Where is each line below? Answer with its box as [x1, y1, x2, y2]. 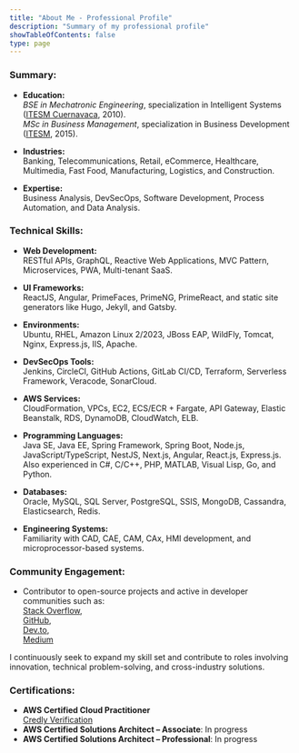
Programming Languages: [22, 429, 124, 441]
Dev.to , [22, 625, 50, 636]
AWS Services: [22, 393, 81, 404]
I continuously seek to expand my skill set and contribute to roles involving [9, 652, 289, 663]
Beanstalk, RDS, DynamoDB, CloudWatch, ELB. [22, 412, 199, 423]
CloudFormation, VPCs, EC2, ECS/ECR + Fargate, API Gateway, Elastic [22, 402, 286, 414]
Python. [22, 468, 53, 479]
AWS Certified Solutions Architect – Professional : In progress [22, 734, 258, 745]
